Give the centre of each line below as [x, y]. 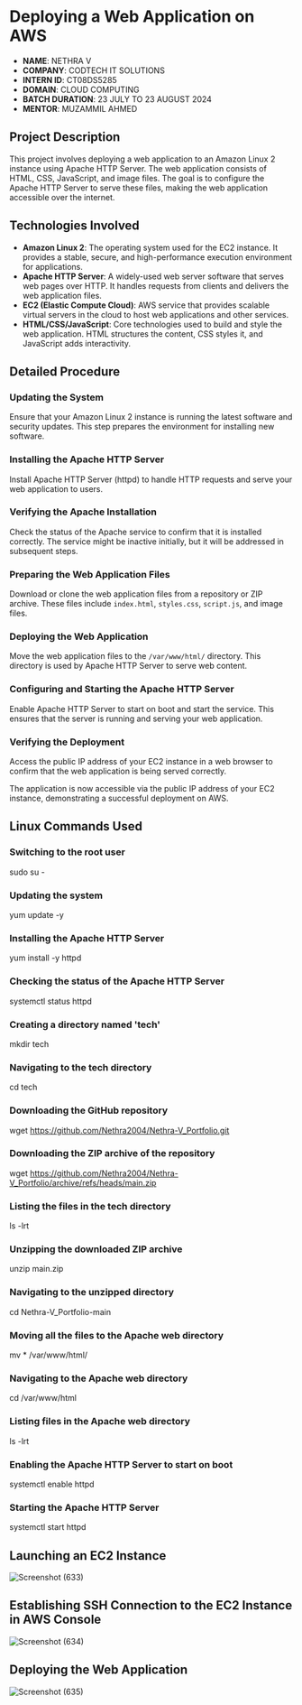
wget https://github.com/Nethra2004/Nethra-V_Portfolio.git [119, 1130]
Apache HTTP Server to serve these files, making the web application [139, 188]
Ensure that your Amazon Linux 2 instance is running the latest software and [151, 417]
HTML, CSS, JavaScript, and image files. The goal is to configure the [137, 178]
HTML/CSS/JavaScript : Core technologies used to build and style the [152, 324]
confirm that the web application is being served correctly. [118, 771]
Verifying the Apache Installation [83, 512]
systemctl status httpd [51, 1001]
